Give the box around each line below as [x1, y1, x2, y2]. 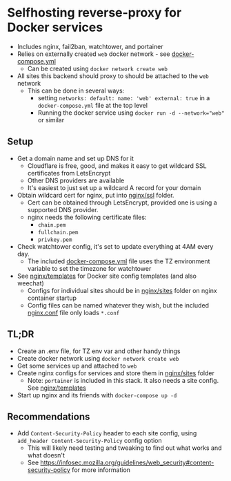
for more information [72, 466, 131, 474]
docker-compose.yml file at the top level [37, 101, 148, 109]
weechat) [17, 279, 45, 287]
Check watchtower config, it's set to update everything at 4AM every [17, 242, 214, 250]
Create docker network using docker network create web [17, 354, 179, 362]
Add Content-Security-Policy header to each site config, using [17, 429, 197, 437]
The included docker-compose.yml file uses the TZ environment [27, 257, 210, 265]
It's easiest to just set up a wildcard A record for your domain [27, 183, 201, 191]
